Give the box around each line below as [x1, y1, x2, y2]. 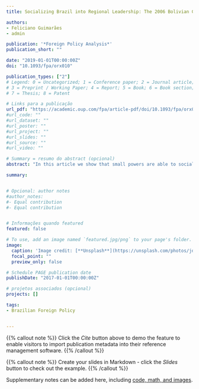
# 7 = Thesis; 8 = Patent [6, 90, 70, 96]
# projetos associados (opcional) [6, 286, 92, 292]
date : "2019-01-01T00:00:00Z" [6, 58, 81, 64]
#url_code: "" [6, 112, 41, 118]
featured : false [6, 226, 46, 232]
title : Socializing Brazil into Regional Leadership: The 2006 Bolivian [6, 8, 190, 15]
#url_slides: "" [6, 134, 46, 140]
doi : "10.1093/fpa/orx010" [6, 63, 73, 69]
